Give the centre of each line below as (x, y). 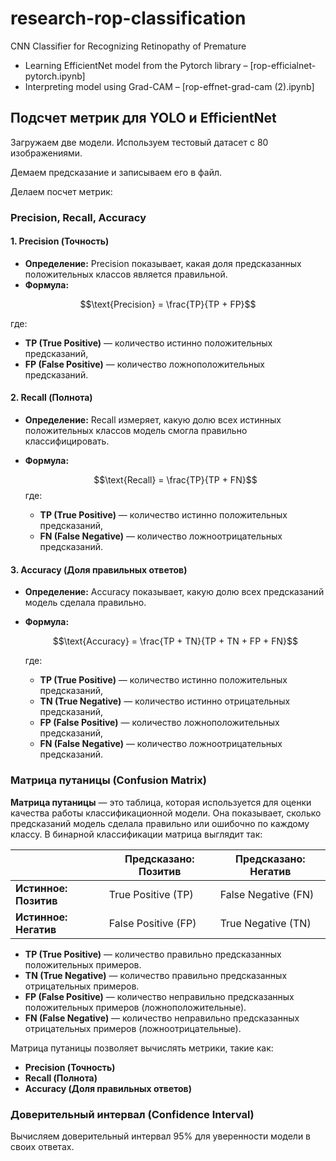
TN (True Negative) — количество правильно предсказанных (156, 975)
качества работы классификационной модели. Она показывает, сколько (166, 813)
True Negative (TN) (265, 923)
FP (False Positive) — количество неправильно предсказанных (159, 996)
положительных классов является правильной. (126, 274)
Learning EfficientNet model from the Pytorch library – (136, 65)
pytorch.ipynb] (55, 76)
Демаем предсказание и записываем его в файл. (116, 172)
